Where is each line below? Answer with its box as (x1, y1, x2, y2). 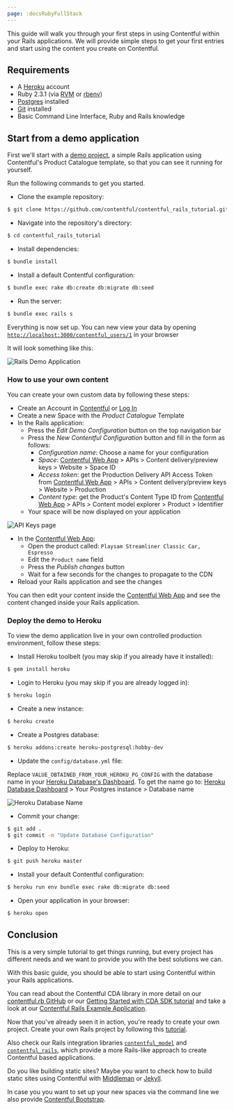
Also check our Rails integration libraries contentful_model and (7, 1038, 187, 1047)
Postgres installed (17, 97, 70, 106)
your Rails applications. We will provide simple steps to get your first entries (7, 36, 225, 45)
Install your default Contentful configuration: (17, 871, 145, 879)
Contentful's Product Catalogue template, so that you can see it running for (7, 158, 223, 167)
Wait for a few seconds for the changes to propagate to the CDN (27, 570, 213, 578)
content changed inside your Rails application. (7, 598, 140, 606)
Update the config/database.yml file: (17, 756, 123, 765)
